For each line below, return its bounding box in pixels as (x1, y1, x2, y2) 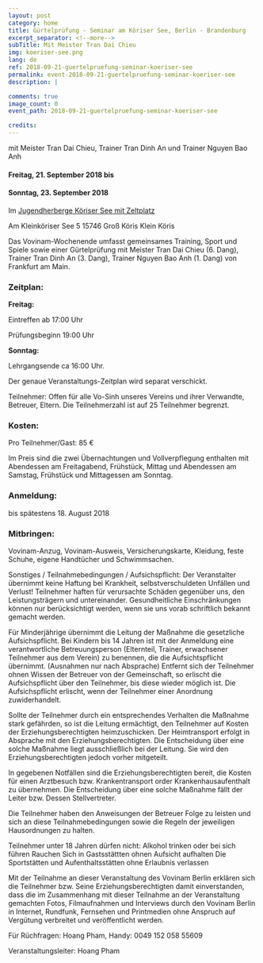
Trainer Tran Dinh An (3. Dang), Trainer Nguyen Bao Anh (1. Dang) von (8, 253, 238, 263)
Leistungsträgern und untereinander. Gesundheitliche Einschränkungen (8, 595, 242, 604)
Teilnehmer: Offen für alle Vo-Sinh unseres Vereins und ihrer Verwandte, (8, 392, 245, 402)
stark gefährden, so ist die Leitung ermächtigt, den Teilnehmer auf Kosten (8, 718, 250, 728)
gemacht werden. (8, 612, 66, 622)
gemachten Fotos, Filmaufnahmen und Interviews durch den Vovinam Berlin (8, 898, 256, 907)
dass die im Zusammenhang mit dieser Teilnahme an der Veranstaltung (8, 890, 240, 899)
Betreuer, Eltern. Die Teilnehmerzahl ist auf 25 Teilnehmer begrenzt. (8, 400, 230, 410)
